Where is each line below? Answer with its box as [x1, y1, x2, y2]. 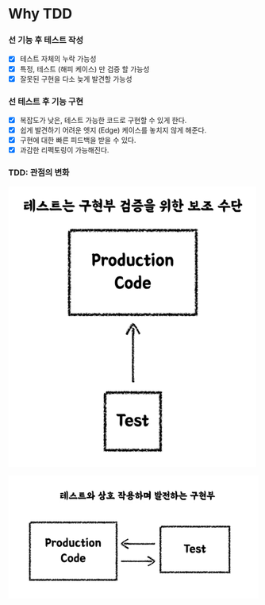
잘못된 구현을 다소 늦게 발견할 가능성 [19, 74, 132, 83]
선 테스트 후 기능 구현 [8, 96, 83, 107]
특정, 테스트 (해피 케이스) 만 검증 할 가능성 [19, 64, 150, 74]
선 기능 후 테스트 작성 [8, 35, 83, 46]
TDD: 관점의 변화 [8, 168, 70, 179]
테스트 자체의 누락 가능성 [19, 54, 97, 64]
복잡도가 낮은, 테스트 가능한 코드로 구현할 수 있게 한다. [19, 115, 187, 125]
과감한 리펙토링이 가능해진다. [19, 145, 109, 155]
